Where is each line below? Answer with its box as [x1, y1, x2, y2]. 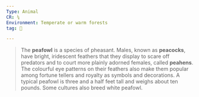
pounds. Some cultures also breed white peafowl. [20, 84, 143, 92]
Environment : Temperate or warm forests [6, 20, 108, 25]
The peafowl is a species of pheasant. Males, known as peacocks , [20, 47, 186, 54]
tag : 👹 [6, 25, 23, 31]
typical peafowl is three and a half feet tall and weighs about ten [20, 78, 179, 85]
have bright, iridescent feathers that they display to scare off [20, 53, 170, 60]
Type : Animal [6, 8, 39, 15]
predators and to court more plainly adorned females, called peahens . [20, 59, 194, 66]
